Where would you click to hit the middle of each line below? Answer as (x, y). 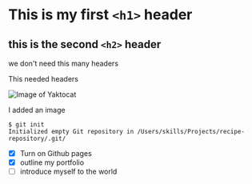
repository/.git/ (37, 138)
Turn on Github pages (56, 153)
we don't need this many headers (63, 63)
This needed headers (43, 79)
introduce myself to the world (68, 172)
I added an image (37, 110)
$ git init (26, 125)
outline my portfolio (52, 162)
